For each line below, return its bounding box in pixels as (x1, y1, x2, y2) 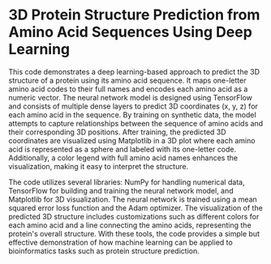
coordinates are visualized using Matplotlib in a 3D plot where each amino (8, 135, 256, 145)
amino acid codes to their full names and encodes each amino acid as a (8, 83, 248, 94)
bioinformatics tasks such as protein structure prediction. (8, 245, 200, 256)
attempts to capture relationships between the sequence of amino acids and (8, 118, 264, 128)
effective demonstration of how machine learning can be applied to (8, 237, 233, 247)
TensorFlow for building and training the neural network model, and (8, 185, 234, 195)
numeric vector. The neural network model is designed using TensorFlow (8, 92, 253, 102)
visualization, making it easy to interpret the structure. (8, 161, 189, 171)
